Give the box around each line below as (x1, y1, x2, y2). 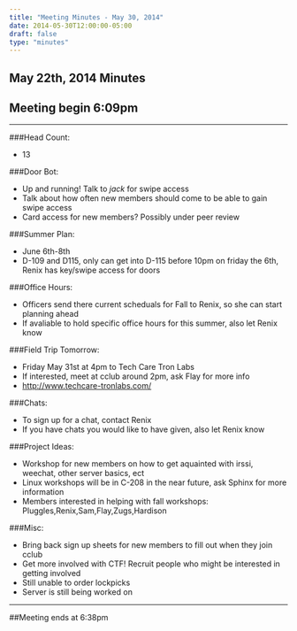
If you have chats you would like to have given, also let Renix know (21, 424, 265, 435)
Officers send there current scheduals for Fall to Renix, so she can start (21, 299, 283, 310)
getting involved (21, 568, 81, 579)
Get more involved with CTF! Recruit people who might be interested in (21, 558, 281, 569)
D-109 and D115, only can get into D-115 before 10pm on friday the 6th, (21, 256, 279, 266)
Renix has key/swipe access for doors (21, 265, 161, 275)
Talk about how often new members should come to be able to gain (21, 193, 268, 204)
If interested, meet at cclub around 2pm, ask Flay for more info (21, 371, 250, 381)
